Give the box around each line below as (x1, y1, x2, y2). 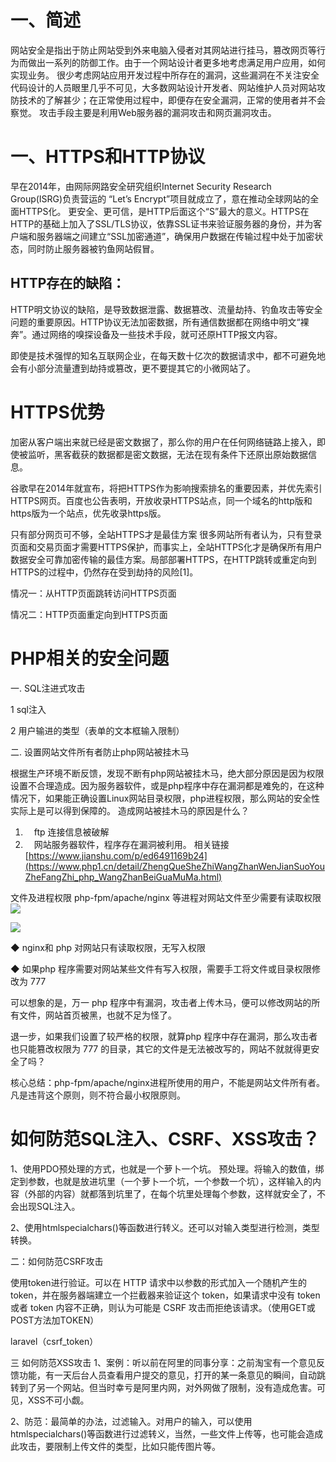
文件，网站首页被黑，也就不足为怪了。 (18, 1009, 177, 1021)
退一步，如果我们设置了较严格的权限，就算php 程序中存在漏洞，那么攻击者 (10, 1030, 318, 1042)
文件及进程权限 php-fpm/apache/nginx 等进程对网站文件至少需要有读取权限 (10, 891, 322, 903)
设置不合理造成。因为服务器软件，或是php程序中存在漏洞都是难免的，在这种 (10, 779, 325, 791)
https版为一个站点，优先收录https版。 (10, 507, 167, 519)
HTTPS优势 (10, 401, 105, 423)
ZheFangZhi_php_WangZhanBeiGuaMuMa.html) (24, 871, 223, 883)
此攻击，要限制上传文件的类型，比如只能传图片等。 (10, 1440, 221, 1452)
